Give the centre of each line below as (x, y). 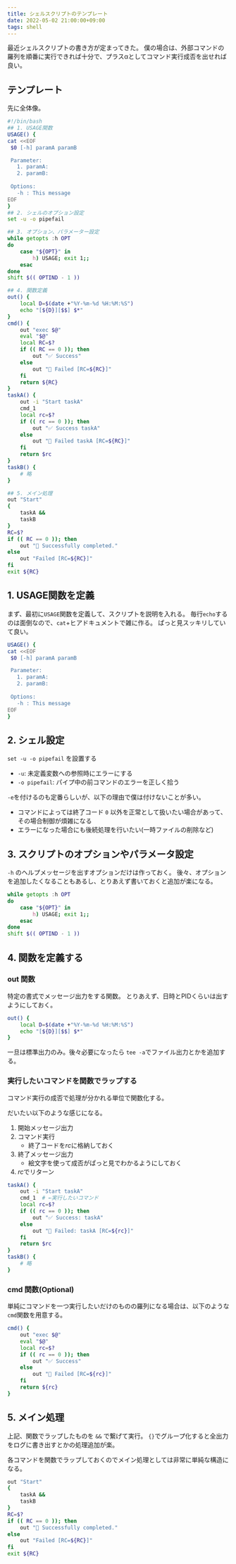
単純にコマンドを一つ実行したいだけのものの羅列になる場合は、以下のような (118, 1306)
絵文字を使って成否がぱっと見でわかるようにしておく (105, 1162)
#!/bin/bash (25, 122)
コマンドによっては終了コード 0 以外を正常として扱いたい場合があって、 (122, 812)
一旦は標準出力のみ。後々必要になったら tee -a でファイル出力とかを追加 (113, 1052)
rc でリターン (36, 1172)
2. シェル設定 (36, 740)
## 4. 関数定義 (27, 291)
